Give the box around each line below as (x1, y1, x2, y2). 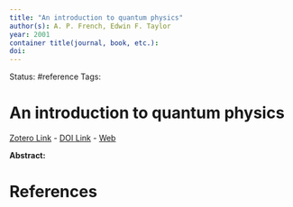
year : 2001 (9, 30, 50, 39)
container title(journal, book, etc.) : (9, 38, 160, 48)
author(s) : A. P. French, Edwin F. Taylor (9, 22, 171, 31)
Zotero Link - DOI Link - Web (9, 132, 116, 144)
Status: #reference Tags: (9, 71, 102, 82)
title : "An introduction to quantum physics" (9, 13, 183, 22)
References (9, 182, 97, 202)
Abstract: (9, 150, 46, 161)
